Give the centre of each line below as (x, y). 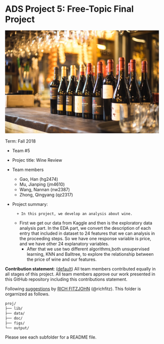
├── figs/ (15, 323)
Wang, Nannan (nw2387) (45, 189)
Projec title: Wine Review (37, 160)
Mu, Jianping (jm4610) (42, 184)
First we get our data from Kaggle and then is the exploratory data (86, 223)
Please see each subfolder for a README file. (51, 337)
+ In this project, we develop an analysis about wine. (75, 214)
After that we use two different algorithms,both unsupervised (88, 249)
